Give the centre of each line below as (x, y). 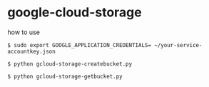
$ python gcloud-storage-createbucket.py (70, 64)
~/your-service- (178, 45)
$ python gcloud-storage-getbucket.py (65, 76)
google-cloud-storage (75, 12)
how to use (24, 32)
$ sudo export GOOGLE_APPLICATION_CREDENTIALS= (80, 45)
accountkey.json (31, 51)
